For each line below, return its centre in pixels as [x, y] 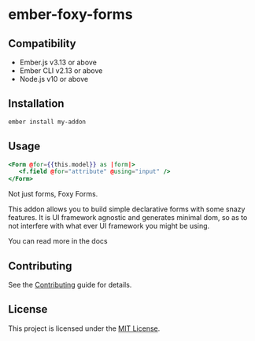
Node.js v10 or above [54, 79]
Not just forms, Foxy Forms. [53, 194]
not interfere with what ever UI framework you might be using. [109, 226]
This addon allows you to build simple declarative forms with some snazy [127, 209]
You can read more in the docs [58, 241]
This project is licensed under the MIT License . [84, 328]
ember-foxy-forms [70, 15]
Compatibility [42, 44]
